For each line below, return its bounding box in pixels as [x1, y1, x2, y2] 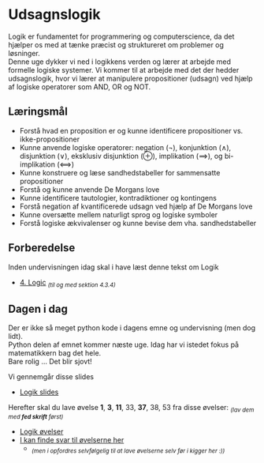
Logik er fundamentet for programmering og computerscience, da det [8, 32, 235, 41]
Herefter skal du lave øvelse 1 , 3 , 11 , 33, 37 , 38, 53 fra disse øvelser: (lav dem [8, 403, 255, 414]
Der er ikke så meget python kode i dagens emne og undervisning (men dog [8, 323, 256, 333]
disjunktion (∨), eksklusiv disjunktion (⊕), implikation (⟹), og [19, 151, 223, 160]
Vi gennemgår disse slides [8, 372, 95, 382]
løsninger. [8, 48, 41, 58]
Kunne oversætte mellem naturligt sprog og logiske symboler [19, 209, 218, 219]
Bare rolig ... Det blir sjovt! [8, 357, 92, 367]
